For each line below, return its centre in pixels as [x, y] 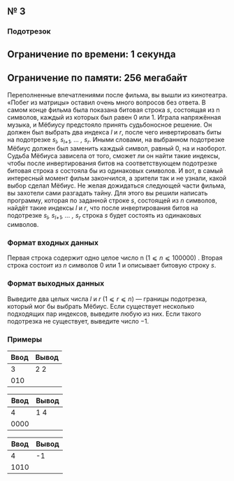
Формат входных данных [53, 243]
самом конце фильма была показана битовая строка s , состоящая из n [114, 110]
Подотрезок [29, 32]
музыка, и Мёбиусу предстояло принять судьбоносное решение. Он [110, 125]
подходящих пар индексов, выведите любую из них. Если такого [104, 314]
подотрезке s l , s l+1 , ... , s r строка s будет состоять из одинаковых [104, 216]
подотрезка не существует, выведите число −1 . [78, 321]
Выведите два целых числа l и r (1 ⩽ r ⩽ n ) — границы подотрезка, [107, 299]
